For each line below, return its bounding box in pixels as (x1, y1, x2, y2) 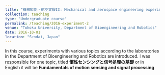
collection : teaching (5, 12, 50, 17)
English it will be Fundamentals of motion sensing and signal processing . (5, 64, 156, 70)
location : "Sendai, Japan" (5, 35, 60, 40)
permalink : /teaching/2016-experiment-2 (5, 21, 89, 26)
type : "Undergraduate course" (5, 16, 67, 21)
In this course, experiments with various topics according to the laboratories (5, 48, 160, 54)
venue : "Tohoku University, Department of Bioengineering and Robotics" (5, 25, 157, 30)
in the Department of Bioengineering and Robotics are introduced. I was (5, 53, 151, 59)
